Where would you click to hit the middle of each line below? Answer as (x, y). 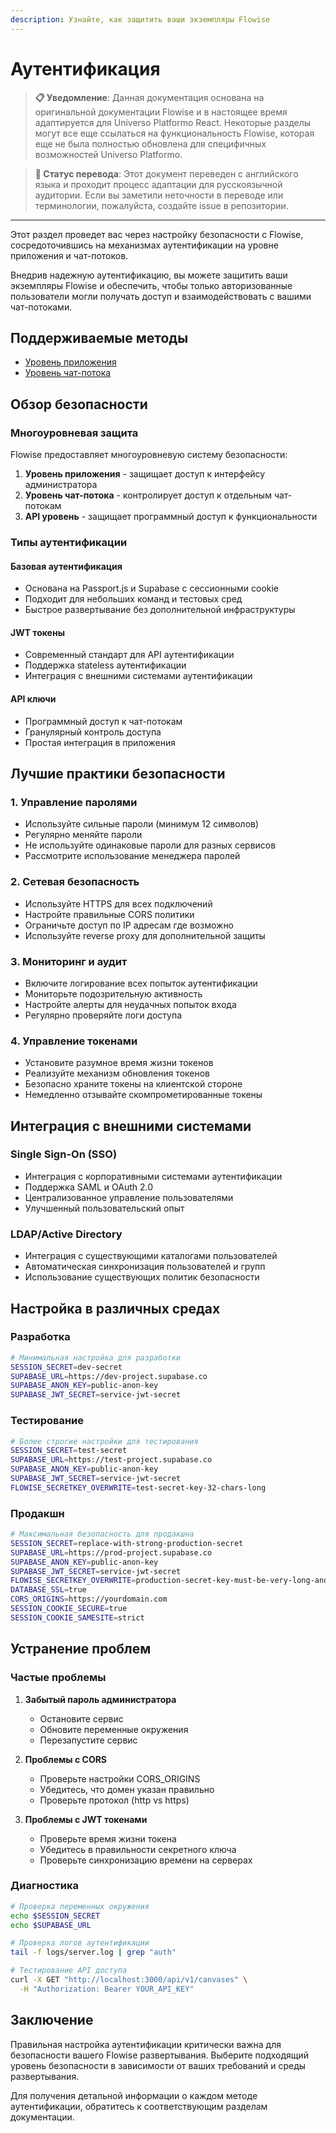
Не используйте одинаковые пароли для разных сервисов (150, 845)
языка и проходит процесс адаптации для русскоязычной (158, 184)
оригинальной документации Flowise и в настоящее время (161, 112)
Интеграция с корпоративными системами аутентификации (153, 1176)
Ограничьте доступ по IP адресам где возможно (129, 925)
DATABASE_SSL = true (48, 1590)
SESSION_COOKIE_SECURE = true (69, 1609)
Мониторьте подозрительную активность (113, 993)
